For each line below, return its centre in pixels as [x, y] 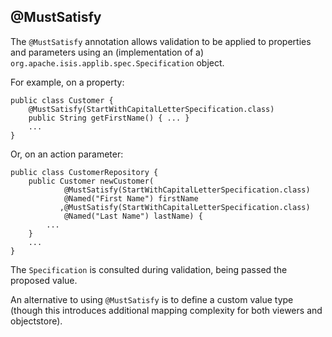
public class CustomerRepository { [84, 172]
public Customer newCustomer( [91, 181]
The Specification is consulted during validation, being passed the [149, 269]
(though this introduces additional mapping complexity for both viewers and [166, 310]
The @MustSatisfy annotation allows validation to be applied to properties [161, 41]
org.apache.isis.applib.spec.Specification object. [117, 62]
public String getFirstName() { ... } [109, 118]
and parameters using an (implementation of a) [107, 52]
